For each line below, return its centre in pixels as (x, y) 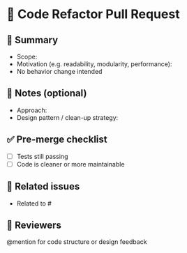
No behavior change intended (59, 71)
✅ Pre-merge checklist (57, 140)
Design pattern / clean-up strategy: (67, 117)
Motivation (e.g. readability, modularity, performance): (94, 64)
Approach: (32, 110)
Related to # (34, 203)
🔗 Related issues (43, 186)
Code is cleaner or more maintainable (70, 164)
